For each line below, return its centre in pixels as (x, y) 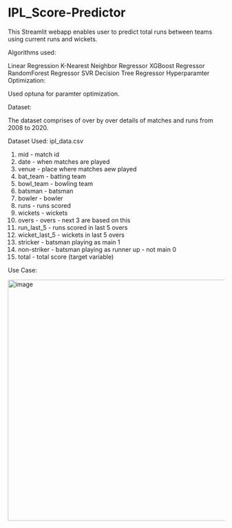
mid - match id (39, 154)
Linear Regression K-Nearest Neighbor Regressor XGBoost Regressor (106, 65)
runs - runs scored (44, 205)
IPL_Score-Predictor (67, 13)
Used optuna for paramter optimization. (64, 94)
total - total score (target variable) (66, 257)
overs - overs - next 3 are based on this (74, 220)
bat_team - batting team (52, 176)
